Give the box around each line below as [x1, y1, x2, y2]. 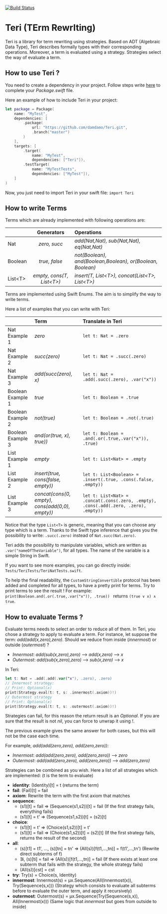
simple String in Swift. [5, 553, 50, 559]
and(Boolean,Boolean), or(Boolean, [74, 258, 158, 265]
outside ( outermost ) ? [5, 642, 50, 648]
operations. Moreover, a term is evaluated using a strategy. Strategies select [5, 49, 162, 55]
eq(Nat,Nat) [74, 244, 103, 251]
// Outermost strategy [5, 695, 52, 700]
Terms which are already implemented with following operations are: [5, 217, 146, 223]
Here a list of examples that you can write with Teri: [5, 306, 110, 312]
